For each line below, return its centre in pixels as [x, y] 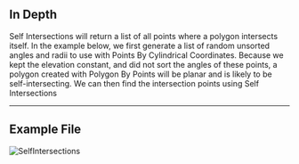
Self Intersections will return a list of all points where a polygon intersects [144, 36]
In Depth [33, 15]
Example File [45, 130]
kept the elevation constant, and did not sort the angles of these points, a [143, 64]
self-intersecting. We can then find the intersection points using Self [134, 83]
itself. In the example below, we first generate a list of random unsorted [139, 45]
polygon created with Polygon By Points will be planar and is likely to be [141, 74]
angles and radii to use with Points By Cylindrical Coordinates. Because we [146, 55]
